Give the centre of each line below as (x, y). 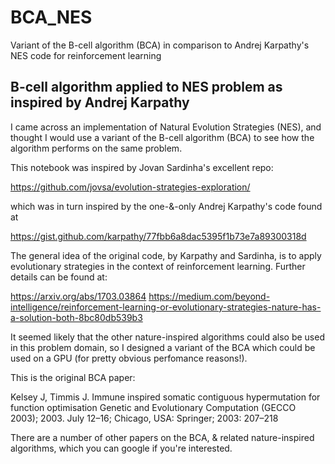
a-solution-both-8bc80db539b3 (76, 317)
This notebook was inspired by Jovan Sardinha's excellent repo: (142, 167)
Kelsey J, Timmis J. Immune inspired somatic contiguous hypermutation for (165, 397)
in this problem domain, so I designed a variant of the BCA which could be (163, 347)
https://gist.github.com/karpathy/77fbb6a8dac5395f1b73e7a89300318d (158, 236)
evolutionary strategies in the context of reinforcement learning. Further (158, 266)
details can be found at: (59, 277)
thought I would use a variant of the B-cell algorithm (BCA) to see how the (162, 137)
